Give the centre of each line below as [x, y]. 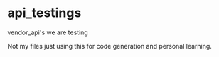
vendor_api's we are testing [48, 32]
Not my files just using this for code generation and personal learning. [109, 46]
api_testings [44, 13]
